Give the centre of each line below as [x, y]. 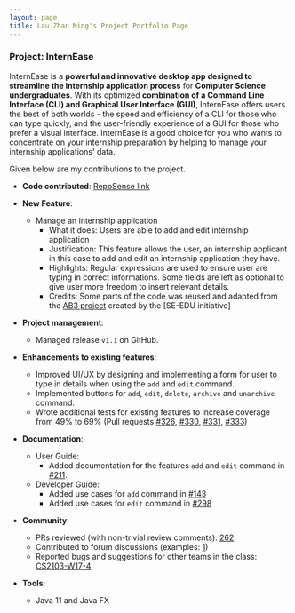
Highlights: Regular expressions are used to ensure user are [158, 267]
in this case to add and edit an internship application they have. [164, 258]
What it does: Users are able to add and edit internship [148, 230]
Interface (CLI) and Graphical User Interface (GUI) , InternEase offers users [147, 104]
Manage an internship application [96, 220]
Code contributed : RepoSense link [86, 186]
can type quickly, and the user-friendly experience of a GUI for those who [144, 123]
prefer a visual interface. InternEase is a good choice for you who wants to [146, 132]
